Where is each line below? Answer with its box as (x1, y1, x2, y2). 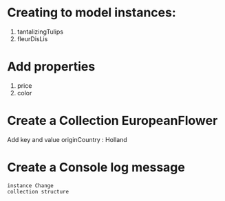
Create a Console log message (7, 160, 186, 175)
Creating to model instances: (7, 5, 177, 21)
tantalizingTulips (17, 27, 64, 36)
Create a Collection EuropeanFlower (7, 113, 218, 128)
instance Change (7, 182, 54, 189)
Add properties (7, 59, 96, 75)
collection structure (7, 188, 69, 195)
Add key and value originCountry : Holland (7, 135, 127, 143)
